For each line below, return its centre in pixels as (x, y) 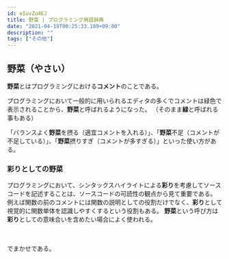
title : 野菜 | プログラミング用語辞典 (56, 20)
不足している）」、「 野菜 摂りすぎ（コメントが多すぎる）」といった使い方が (109, 140)
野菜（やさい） (39, 68)
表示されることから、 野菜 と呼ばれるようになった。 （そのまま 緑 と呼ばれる (113, 109)
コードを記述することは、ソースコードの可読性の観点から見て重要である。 (112, 194)
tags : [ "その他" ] (30, 39)
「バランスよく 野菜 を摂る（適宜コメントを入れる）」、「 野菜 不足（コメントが (113, 132)
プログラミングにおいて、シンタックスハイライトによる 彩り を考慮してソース (114, 185)
